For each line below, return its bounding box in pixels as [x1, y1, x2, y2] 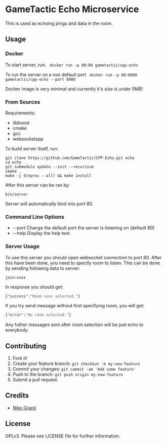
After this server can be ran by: [5, 182, 70, 188]
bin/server [5, 191, 28, 197]
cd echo [5, 159, 22, 165]
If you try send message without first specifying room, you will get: [5, 303, 145, 309]
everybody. [5, 327, 29, 333]
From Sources [5, 98, 40, 105]
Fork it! [12, 355, 28, 361]
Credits [5, 391, 29, 400]
